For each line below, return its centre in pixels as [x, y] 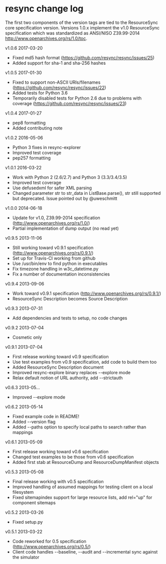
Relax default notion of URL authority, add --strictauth [68, 378]
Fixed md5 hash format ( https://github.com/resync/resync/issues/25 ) [83, 57]
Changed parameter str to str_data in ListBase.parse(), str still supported [86, 193]
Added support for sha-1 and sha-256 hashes [59, 63]
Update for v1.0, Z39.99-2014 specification [56, 218]
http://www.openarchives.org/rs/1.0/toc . [46, 38]
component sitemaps [34, 502]
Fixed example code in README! [46, 416]
